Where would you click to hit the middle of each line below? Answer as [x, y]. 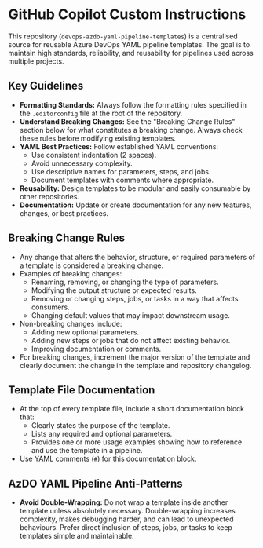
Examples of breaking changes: [71, 273]
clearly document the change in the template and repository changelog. [135, 365]
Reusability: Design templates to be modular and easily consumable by [135, 188]
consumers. [51, 307]
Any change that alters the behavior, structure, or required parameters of [137, 257]
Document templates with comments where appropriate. [122, 180]
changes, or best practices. [64, 213]
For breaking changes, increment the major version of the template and [135, 357]
